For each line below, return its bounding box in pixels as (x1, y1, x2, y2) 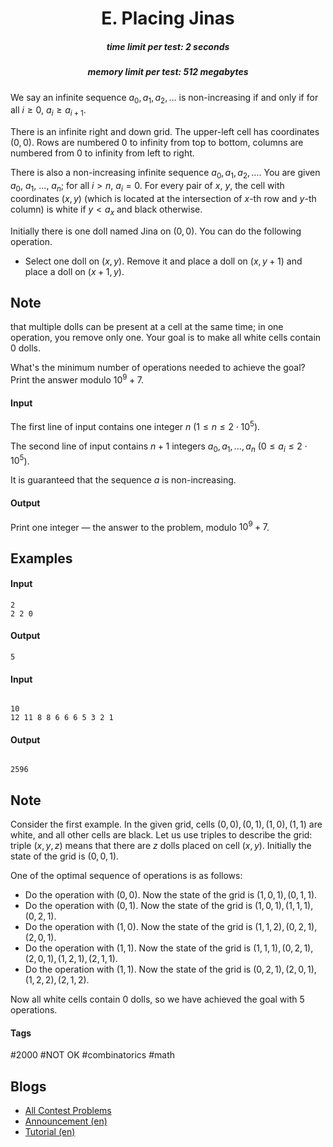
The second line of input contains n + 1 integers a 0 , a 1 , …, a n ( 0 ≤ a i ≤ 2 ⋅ (10, 440, 308, 454)
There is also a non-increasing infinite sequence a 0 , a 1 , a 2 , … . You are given (10, 167, 321, 181)
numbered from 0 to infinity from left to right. (10, 147, 195, 159)
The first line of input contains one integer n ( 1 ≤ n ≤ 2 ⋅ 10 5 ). (10, 419, 261, 432)
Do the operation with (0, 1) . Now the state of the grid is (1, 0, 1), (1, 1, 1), (24, 900, 314, 912)
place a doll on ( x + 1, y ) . (24, 265, 125, 277)
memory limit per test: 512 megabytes (87, 66, 249, 78)
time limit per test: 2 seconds (106, 40, 230, 52)
